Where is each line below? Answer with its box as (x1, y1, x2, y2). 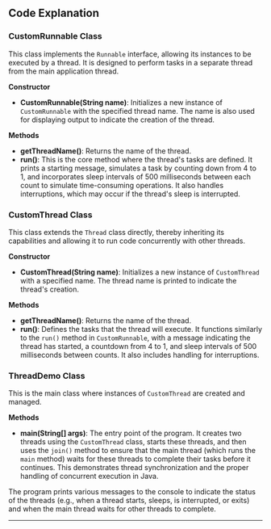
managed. (8, 397, 42, 407)
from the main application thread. (8, 66, 119, 76)
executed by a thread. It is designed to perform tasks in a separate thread (8, 57, 253, 67)
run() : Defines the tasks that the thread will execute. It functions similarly (19, 324, 263, 334)
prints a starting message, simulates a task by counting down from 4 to (19, 163, 256, 173)
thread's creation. (19, 284, 79, 294)
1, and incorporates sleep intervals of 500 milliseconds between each (19, 171, 252, 181)
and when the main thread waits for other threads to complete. (8, 504, 216, 514)
